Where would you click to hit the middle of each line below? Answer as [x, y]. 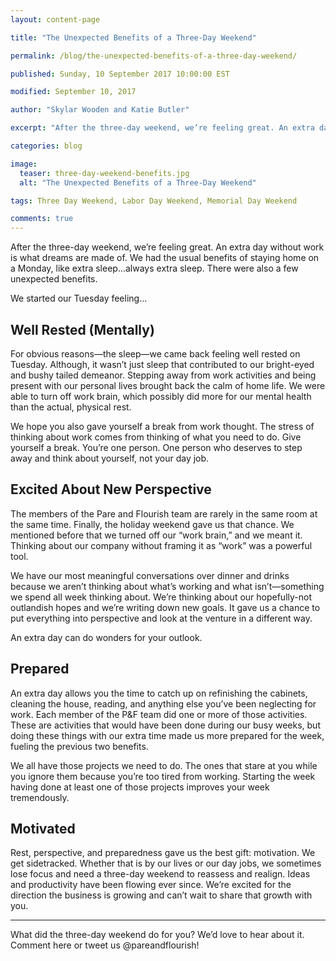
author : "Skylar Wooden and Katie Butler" [100, 110]
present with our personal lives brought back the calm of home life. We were [168, 385]
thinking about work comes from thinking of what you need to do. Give [156, 437]
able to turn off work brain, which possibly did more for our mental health [161, 396]
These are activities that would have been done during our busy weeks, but [165, 725]
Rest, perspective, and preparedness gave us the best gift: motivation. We [163, 853]
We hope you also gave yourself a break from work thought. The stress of [162, 426]
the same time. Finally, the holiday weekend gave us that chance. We [152, 524]
